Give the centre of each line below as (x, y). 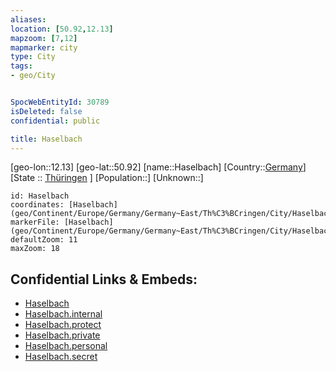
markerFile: (35, 222)
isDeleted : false (46, 111)
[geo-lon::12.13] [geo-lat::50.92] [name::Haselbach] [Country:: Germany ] (158, 167)
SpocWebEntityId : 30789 (60, 102)
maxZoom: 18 (35, 249)
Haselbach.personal (66, 346)
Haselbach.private (62, 335)
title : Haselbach (46, 139)
